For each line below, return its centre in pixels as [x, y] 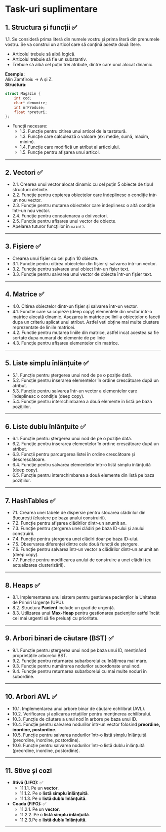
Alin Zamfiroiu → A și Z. [29, 79]
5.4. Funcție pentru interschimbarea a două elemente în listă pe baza [82, 401]
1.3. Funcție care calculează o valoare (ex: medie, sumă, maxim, [84, 136]
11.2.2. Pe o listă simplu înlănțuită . [55, 815]
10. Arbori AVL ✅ [31, 697]
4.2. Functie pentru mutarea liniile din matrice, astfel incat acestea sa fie [85, 333]
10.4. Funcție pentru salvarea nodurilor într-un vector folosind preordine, [86, 724]
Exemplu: [15, 74]
